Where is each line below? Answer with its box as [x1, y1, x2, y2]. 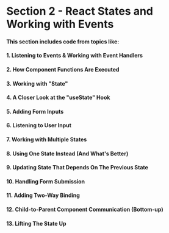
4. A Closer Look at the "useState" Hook [6, 94, 110, 102]
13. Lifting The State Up [6, 220, 67, 227]
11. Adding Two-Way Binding [6, 191, 81, 199]
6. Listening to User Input [6, 122, 72, 129]
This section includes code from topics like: [6, 38, 120, 45]
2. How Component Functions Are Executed [6, 65, 120, 73]
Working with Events [6, 17, 114, 31]
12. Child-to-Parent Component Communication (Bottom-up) [6, 205, 164, 213]
